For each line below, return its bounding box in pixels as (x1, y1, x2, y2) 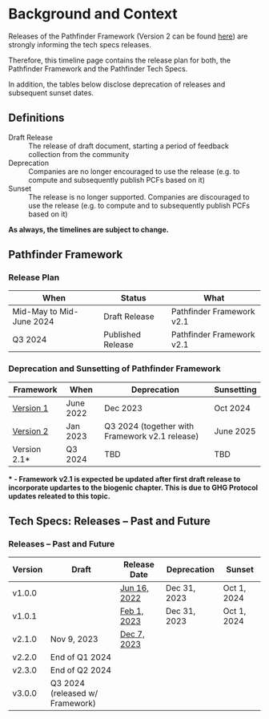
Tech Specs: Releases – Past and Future (8, 515, 211, 528)
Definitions (8, 111, 65, 125)
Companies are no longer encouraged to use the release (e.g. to (28, 166, 240, 176)
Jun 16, (119, 583, 150, 594)
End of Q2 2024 (50, 664, 112, 676)
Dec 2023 (103, 402, 143, 414)
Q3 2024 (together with (103, 420, 195, 431)
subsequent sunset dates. (8, 87, 94, 97)
